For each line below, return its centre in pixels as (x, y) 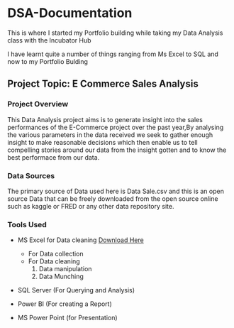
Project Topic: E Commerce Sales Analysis (103, 84)
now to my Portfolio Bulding (48, 61)
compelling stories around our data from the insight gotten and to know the (117, 150)
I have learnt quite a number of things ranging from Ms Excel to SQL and (113, 54)
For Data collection (56, 254)
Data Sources (31, 175)
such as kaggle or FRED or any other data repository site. (91, 206)
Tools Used (27, 224)
